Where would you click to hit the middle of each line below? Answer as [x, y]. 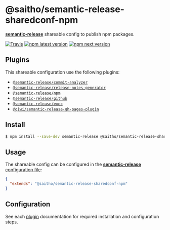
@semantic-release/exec [38, 104]
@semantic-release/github [40, 98]
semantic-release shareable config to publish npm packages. [70, 34]
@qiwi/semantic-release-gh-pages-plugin [56, 109]
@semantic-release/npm [36, 93]
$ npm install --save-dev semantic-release [52, 136]
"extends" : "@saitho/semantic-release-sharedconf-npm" [69, 184]
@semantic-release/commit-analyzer [50, 82]
